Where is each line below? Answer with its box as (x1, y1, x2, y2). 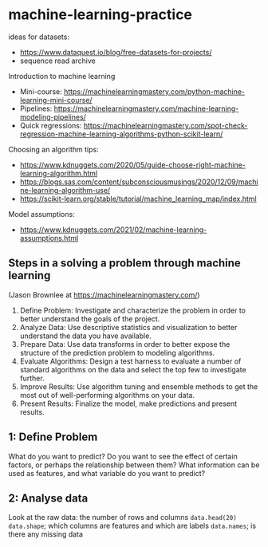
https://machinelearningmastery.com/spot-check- (83, 120, 248, 130)
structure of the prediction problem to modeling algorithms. (19, 348, 215, 357)
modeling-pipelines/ (19, 112, 86, 121)
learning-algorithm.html (19, 168, 98, 178)
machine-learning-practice (8, 6, 193, 24)
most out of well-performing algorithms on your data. (19, 390, 195, 399)
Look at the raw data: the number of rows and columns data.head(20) (8, 513, 237, 522)
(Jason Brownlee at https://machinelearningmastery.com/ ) (8, 289, 201, 300)
